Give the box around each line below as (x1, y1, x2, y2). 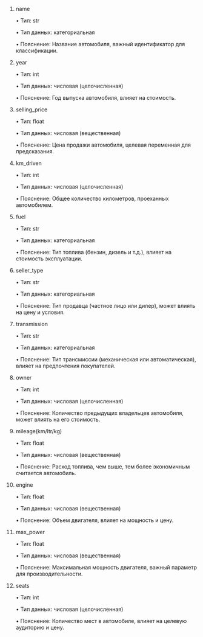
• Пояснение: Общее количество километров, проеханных (15, 195, 169, 202)
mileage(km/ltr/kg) (15, 428, 62, 434)
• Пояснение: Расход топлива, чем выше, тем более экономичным (15, 463, 190, 470)
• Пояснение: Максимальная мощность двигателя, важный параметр (15, 564, 198, 571)
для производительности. (15, 570, 83, 577)
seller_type (15, 267, 44, 274)
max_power (15, 529, 45, 535)
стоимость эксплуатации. (15, 255, 82, 262)
